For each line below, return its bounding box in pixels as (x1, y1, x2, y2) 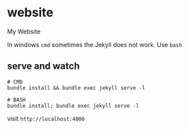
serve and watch (7, 60, 80, 72)
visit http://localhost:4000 (7, 114, 85, 122)
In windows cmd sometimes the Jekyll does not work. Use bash (7, 40, 183, 48)
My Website (7, 27, 41, 35)
